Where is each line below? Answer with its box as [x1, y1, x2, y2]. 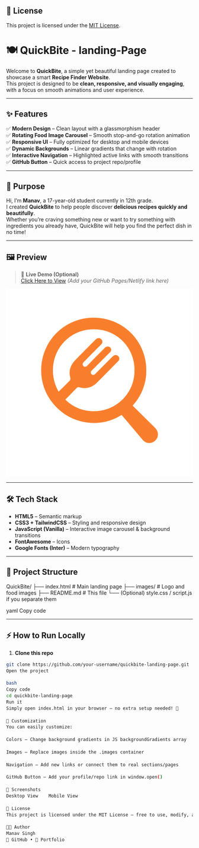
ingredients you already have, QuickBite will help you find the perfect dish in [6, 222, 192, 229]
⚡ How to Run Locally [6, 631, 86, 641]
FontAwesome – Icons [14, 538, 70, 545]
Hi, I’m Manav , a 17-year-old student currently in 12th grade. [6, 197, 153, 204]
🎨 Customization [6, 718, 46, 724]
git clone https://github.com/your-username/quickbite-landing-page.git [6, 662, 190, 667]
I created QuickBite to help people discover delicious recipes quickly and [6, 203, 188, 211]
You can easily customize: [6, 724, 73, 730]
